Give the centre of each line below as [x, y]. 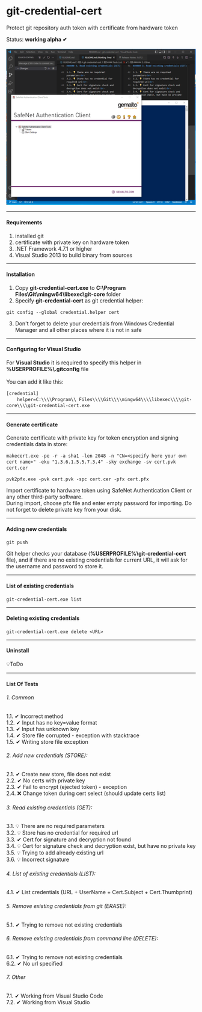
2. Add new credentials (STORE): [47, 755]
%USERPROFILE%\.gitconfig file [47, 369]
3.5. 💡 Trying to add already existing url [55, 853]
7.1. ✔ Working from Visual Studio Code [55, 996]
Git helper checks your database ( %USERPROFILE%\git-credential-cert [96, 554]
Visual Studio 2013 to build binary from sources [74, 255]
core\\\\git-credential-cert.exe [48, 405]
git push [17, 542]
